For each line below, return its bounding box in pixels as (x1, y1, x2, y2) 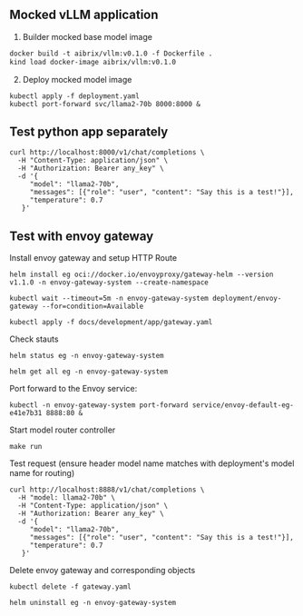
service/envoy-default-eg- (191, 401, 295, 410)
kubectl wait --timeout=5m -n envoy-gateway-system (9, 294, 209, 303)
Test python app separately (9, 124, 169, 139)
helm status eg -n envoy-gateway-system (9, 352, 165, 361)
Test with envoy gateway (9, 228, 154, 243)
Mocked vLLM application (9, 7, 159, 23)
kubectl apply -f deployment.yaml (9, 91, 141, 101)
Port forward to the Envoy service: (9, 383, 138, 394)
